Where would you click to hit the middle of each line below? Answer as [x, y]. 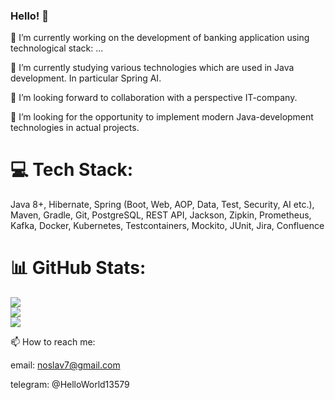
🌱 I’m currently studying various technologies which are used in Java [152, 68]
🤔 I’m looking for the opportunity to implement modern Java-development [162, 117]
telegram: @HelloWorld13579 [70, 385]
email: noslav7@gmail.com [65, 365]
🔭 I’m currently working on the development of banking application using [160, 38]
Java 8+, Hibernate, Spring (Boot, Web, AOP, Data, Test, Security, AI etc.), [162, 205]
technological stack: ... [57, 48]
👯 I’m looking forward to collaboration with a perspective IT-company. [154, 98]
